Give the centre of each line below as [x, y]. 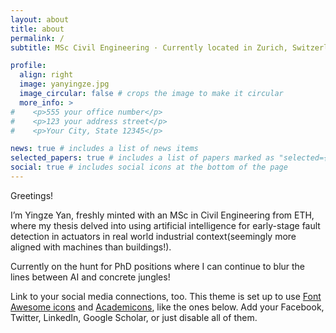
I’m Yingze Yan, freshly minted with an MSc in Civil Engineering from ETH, [162, 215]
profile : [28, 66]
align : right [46, 75]
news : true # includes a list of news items [104, 149]
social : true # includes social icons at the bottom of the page [149, 167]
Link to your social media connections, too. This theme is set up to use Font [166, 296]
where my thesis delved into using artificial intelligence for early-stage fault [165, 225]
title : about [37, 29]
